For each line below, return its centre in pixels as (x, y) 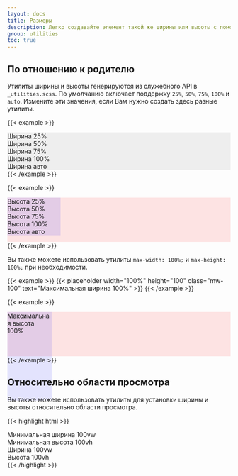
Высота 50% (27, 209)
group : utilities (33, 34)
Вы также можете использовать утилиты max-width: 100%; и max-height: (117, 259)
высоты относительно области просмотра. (73, 407)
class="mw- (205, 280)
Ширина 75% (27, 151)
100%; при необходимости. (47, 267)
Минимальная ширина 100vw (52, 434)
